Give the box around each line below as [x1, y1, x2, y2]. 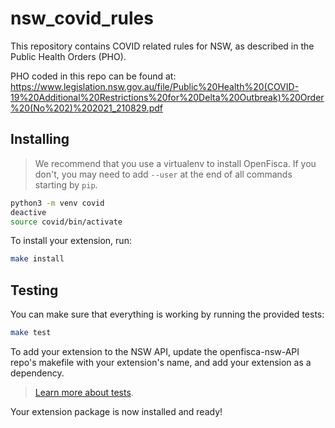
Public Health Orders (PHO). [10, 50, 127, 62]
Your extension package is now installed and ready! [10, 405, 223, 417]
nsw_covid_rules [10, 7, 154, 30]
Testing [10, 282, 59, 299]
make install [10, 254, 65, 264]
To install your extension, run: [10, 235, 132, 247]
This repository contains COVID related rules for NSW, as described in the [10, 40, 315, 52]
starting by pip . [34, 178, 98, 191]
